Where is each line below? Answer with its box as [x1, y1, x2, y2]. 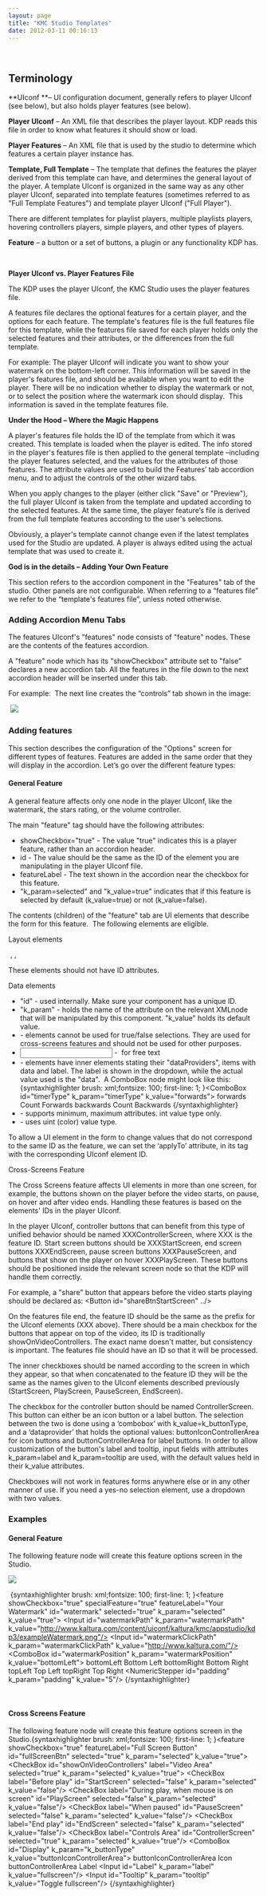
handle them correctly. [8, 1272, 83, 1282]
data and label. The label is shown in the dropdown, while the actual [19, 1066, 243, 1076]
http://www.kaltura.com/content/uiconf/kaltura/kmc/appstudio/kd [40, 1624, 256, 1633]
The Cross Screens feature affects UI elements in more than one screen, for [8, 1180, 257, 1190]
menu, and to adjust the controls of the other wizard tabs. [8, 473, 198, 483]
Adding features [8, 725, 73, 737]
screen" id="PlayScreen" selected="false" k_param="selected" [8, 1794, 217, 1803]
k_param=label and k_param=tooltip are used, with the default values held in [8, 1452, 260, 1462]
